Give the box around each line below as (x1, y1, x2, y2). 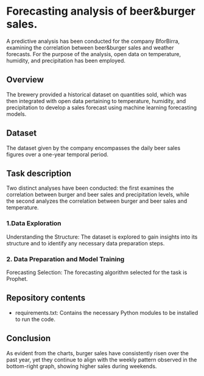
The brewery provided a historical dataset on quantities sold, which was (6, 90, 187, 98)
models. (6, 110, 27, 117)
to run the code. (15, 316, 56, 323)
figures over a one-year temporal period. (6, 151, 108, 158)
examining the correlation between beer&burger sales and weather (6, 44, 175, 51)
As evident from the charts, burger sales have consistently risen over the (6, 349, 189, 356)
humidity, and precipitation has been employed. (6, 57, 126, 64)
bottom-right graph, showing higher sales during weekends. (6, 362, 157, 370)
